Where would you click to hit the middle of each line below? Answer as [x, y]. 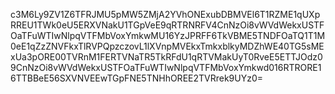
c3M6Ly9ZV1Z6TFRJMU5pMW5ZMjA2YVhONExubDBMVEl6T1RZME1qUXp [165, 14]
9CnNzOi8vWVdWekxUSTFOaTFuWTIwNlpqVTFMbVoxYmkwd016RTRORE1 [166, 67]
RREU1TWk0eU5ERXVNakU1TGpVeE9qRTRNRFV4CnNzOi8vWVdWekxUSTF [167, 25]
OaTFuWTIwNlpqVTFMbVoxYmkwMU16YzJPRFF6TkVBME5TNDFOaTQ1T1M [168, 35]
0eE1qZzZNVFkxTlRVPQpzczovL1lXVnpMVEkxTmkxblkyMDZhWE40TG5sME [167, 46]
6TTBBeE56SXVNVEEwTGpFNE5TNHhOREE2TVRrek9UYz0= [137, 78]
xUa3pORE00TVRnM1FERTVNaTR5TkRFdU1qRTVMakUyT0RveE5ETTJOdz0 [166, 57]
